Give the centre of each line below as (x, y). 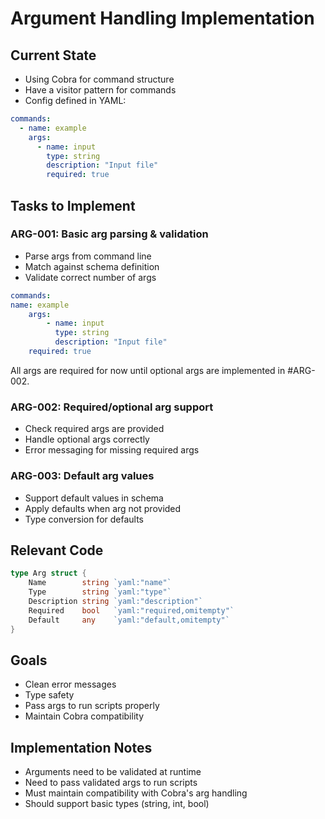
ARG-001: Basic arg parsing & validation (109, 234)
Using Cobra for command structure (99, 79)
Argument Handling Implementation (162, 18)
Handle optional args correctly (87, 439)
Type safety (49, 695)
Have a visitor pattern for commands (100, 90)
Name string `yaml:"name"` (100, 583)
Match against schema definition (92, 266)
